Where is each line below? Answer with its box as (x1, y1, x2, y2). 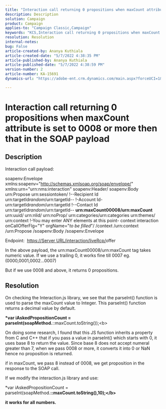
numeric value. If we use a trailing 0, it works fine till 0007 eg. (5, 252, 130, 258)
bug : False (5, 44, 28, 49)
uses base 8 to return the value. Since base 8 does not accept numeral (5, 340, 150, 346)
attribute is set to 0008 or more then (5, 123, 158, 134)
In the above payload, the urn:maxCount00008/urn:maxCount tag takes (5, 247, 151, 253)
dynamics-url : (5, 76, 35, 81)
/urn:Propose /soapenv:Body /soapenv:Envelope (5, 228, 104, 234)
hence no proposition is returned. (5, 350, 73, 356)
